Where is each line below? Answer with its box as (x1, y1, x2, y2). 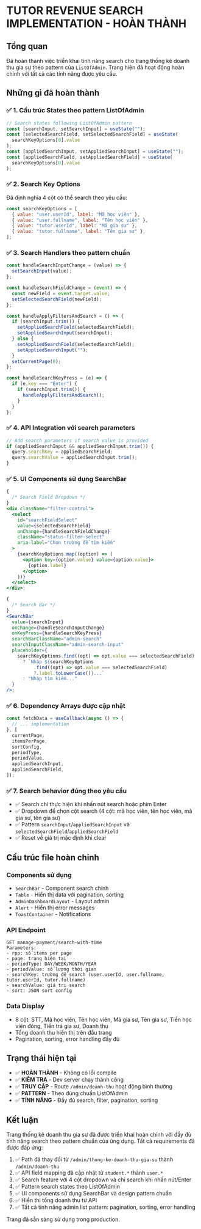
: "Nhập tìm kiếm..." (22, 676, 78, 682)
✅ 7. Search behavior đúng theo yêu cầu (6, 787, 127, 795)
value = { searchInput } (12, 618, 64, 625)
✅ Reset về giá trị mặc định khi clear (15, 834, 107, 842)
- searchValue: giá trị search (6, 982, 86, 989)
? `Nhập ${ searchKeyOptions (22, 658, 94, 665)
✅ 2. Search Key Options (6, 180, 80, 188)
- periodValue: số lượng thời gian (6, 966, 97, 972)
